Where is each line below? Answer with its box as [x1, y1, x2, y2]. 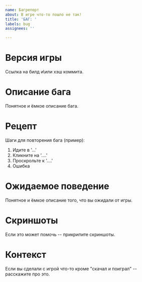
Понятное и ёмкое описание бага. [5, 103, 79, 109]
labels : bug [5, 21, 30, 27]
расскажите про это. [5, 271, 50, 277]
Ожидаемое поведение [5, 180, 109, 192]
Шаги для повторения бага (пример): [5, 137, 85, 143]
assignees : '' [5, 26, 35, 31]
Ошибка [12, 163, 30, 169]
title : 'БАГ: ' [5, 17, 37, 22]
